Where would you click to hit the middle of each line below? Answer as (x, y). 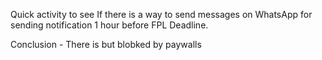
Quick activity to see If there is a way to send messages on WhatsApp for (161, 14)
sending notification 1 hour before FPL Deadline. (109, 25)
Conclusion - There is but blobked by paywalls (106, 44)
